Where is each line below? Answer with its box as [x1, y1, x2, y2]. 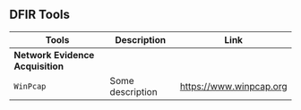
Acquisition [13, 60, 64, 72]
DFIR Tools [9, 7, 70, 22]
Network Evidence [13, 48, 95, 61]
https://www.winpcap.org [179, 80, 288, 92]
